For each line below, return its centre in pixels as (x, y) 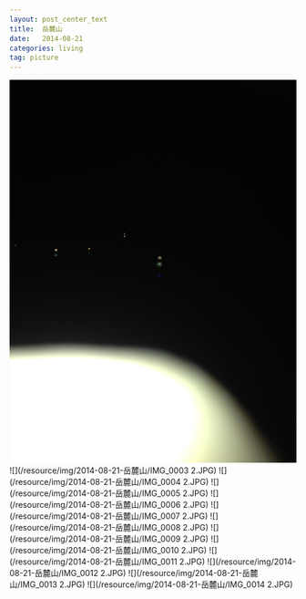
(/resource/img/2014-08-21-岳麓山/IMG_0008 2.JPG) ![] (114, 528)
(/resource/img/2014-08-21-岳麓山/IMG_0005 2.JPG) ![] (114, 493)
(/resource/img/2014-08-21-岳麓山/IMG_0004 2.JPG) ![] (114, 482)
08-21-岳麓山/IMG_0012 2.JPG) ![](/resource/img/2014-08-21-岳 (130, 573)
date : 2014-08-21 (46, 38)
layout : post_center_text (58, 19)
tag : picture (34, 58)
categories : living (46, 48)
